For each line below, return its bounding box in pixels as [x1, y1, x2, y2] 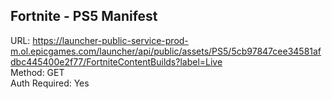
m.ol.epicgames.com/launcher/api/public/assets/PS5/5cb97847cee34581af [10, 45, 322, 57]
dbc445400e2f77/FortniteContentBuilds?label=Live [10, 55, 223, 68]
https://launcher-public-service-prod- [32, 34, 189, 46]
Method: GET [10, 66, 65, 78]
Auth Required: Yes [10, 77, 90, 89]
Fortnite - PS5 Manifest [10, 8, 158, 25]
